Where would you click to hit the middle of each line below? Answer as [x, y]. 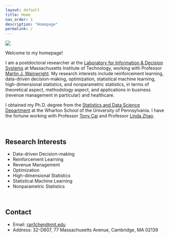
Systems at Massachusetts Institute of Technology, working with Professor [83, 68]
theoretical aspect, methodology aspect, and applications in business [78, 90]
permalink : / [19, 29]
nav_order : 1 [19, 19]
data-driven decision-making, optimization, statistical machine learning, [80, 79]
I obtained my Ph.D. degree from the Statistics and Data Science [73, 105]
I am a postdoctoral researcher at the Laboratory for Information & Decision [84, 63]
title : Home [18, 15]
